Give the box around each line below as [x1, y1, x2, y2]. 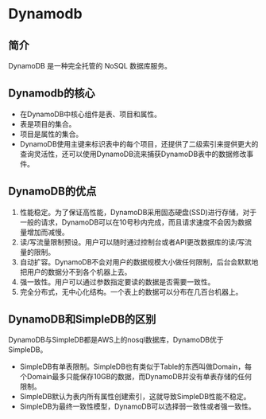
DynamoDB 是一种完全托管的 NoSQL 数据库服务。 [8, 61, 172, 70]
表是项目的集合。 [19, 119, 76, 128]
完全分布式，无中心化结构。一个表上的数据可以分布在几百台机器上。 [19, 287, 243, 296]
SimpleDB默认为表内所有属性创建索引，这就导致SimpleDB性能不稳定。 [19, 392, 251, 401]
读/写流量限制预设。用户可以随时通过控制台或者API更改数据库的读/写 [19, 237, 245, 247]
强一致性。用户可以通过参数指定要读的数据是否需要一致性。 [19, 276, 215, 287]
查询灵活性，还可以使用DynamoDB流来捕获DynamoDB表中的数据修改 [19, 149, 247, 159]
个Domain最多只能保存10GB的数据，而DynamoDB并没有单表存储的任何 [19, 372, 253, 382]
